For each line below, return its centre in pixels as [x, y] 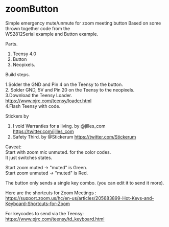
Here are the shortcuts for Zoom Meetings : [51, 193]
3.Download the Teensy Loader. [39, 95]
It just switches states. [29, 157]
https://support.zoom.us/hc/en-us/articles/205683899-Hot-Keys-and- [80, 198]
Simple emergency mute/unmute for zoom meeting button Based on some [83, 23]
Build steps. [18, 74]
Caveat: [14, 147]
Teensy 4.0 [25, 54]
